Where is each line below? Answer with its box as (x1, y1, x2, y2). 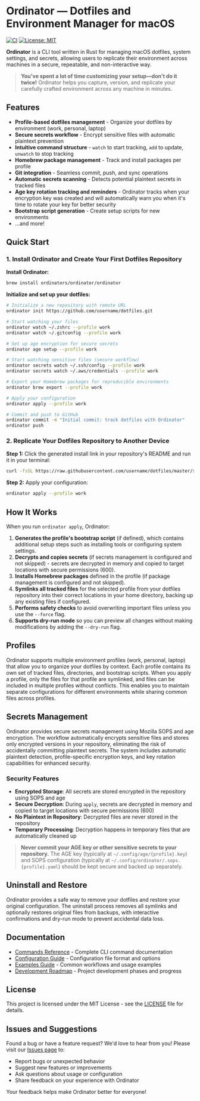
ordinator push (6, 423, 44, 429)
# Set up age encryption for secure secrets (6, 340, 118, 347)
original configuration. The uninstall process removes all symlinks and (6, 902, 177, 909)
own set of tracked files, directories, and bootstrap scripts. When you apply (6, 669, 192, 676)
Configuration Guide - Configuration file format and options (14, 954, 161, 962)
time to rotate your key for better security (14, 201, 116, 208)
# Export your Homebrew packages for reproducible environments (6, 379, 169, 385)
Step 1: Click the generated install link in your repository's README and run (6, 450, 191, 457)
